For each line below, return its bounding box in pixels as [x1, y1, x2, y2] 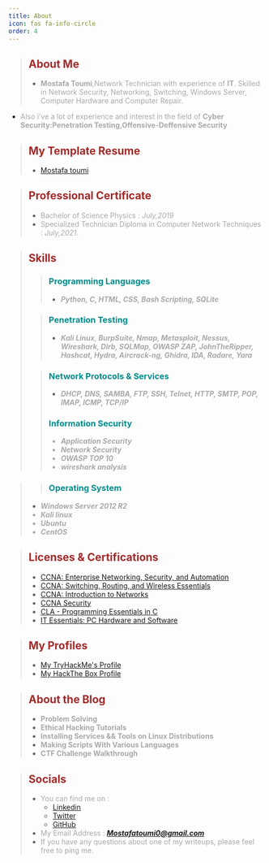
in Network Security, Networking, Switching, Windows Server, [40, 87, 247, 98]
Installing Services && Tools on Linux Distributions [40, 731, 214, 741]
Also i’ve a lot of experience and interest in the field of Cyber [19, 111, 224, 122]
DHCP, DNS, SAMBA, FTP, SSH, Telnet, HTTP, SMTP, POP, [60, 389, 259, 399]
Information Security [48, 418, 132, 429]
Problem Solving [40, 714, 98, 724]
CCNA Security [40, 598, 92, 608]
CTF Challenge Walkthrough [40, 748, 139, 758]
